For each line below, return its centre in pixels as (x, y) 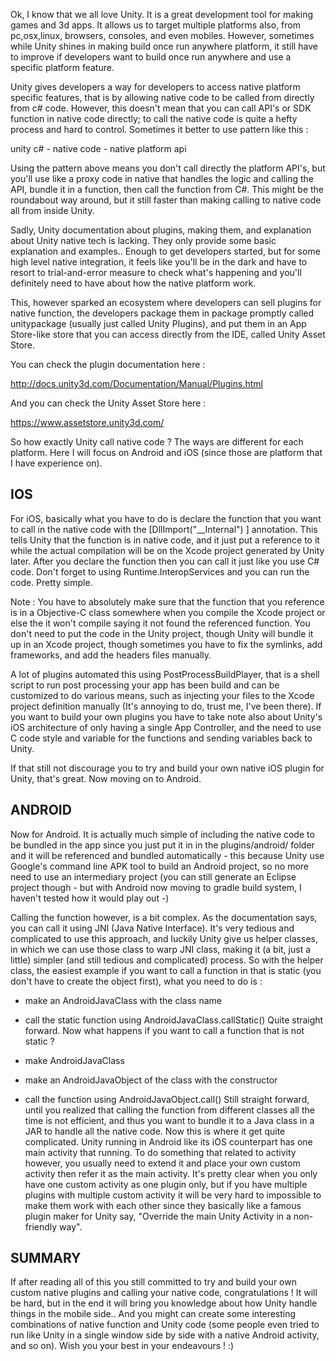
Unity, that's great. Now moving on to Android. (106, 778)
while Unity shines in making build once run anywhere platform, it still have (164, 46)
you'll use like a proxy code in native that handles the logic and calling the (162, 178)
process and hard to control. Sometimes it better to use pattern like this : (159, 129)
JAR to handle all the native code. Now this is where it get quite (155, 1131)
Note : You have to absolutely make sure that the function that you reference (167, 601)
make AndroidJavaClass (74, 1060)
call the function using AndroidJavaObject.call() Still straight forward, (167, 1099)
